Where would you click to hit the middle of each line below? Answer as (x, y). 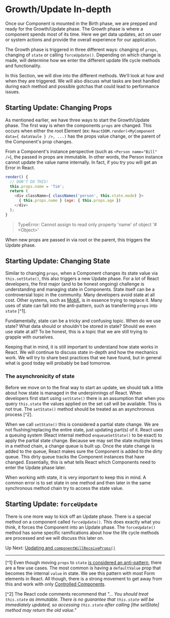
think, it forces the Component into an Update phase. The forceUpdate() (80, 527)
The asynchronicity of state (40, 376)
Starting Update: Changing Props (59, 108)
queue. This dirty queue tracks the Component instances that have (75, 456)
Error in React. (20, 167)
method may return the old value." (41, 610)
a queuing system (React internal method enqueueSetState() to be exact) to (84, 435)
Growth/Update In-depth (58, 9)
